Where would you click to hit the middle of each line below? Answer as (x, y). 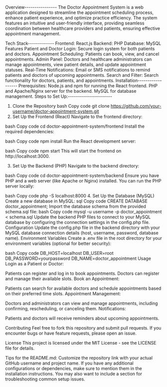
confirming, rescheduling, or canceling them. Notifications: (66, 308)
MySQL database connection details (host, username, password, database (82, 233)
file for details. (20, 348)
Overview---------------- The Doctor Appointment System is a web (74, 7)
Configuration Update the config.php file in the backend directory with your (83, 227)
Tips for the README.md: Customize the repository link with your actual (79, 358)
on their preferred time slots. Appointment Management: (63, 293)
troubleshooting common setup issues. (45, 379)
